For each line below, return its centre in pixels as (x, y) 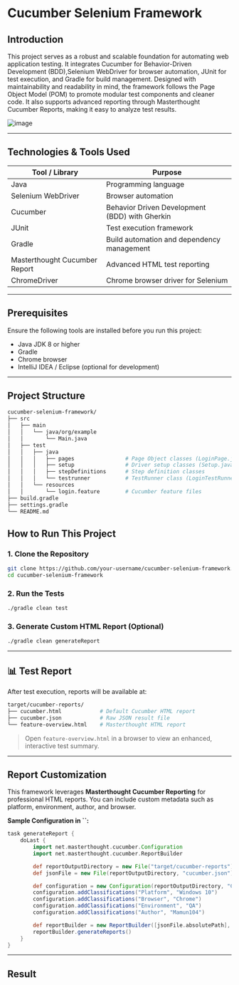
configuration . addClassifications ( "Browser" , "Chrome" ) (117, 899)
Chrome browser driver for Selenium (167, 280)
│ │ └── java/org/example (52, 432)
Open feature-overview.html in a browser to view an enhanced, (118, 738)
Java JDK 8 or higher (49, 344)
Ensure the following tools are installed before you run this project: (105, 330)
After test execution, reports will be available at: (77, 692)
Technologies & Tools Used (69, 152)
